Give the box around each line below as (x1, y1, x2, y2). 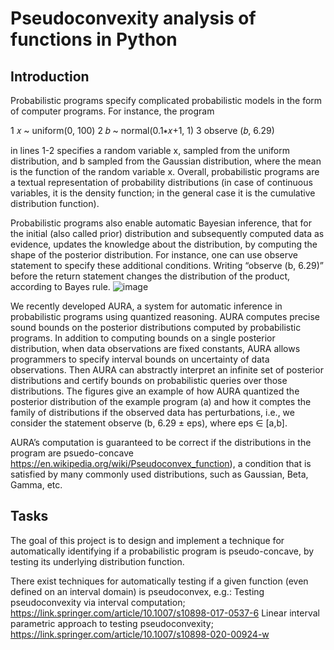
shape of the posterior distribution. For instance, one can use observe (10, 249, 299, 261)
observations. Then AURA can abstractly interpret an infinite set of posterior (10, 364, 324, 376)
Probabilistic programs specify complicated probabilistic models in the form (10, 95, 323, 106)
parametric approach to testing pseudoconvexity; (10, 617, 214, 629)
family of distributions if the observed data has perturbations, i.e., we (10, 407, 295, 418)
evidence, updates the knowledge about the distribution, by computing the (10, 238, 318, 250)
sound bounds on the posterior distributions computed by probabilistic (10, 322, 302, 333)
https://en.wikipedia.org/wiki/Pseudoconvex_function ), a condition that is (10, 458, 312, 469)
